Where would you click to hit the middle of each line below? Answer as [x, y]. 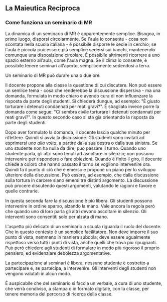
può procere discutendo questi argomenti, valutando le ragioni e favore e [81, 185]
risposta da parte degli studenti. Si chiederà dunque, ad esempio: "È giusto [83, 101]
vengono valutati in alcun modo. [38, 273]
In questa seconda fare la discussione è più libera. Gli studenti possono [79, 200]
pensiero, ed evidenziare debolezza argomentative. [58, 253]
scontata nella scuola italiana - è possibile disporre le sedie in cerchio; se [81, 44]
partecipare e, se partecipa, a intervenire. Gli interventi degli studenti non [81, 268]
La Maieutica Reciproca [43, 8]
